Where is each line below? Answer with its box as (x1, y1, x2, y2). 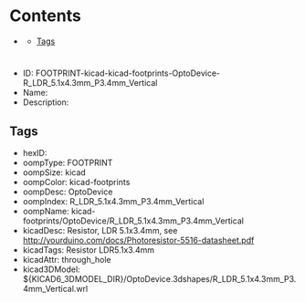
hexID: (22, 147, 47, 158)
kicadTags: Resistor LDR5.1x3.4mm (22, 244, 155, 255)
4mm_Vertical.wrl (22, 283, 89, 294)
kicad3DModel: (22, 264, 80, 275)
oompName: (22, 205, 70, 216)
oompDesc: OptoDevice (22, 186, 113, 197)
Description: (22, 97, 69, 108)
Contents (9, 5, 82, 26)
